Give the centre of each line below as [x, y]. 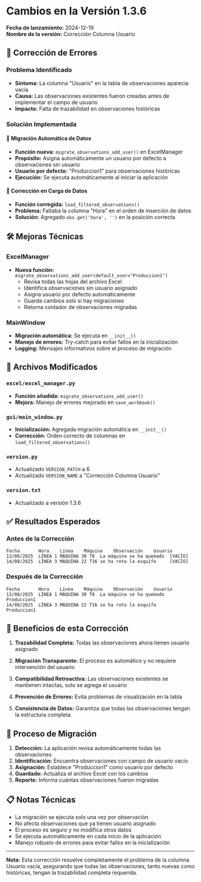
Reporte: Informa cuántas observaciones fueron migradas [87, 780]
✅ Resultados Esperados [53, 521]
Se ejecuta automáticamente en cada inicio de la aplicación [88, 836]
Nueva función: [34, 270]
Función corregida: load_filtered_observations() [77, 204]
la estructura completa [42, 715]
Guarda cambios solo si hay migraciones [74, 301]
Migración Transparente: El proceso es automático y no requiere [95, 661]
